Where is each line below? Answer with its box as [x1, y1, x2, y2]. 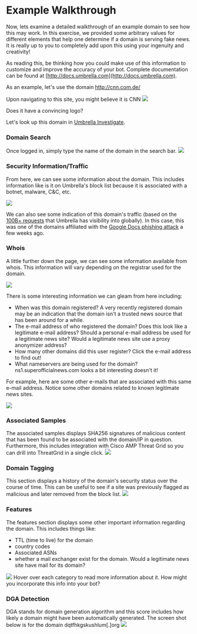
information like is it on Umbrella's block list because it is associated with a [6, 182, 187, 189]
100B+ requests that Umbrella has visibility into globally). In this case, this [6, 216, 185, 224]
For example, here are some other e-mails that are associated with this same [6, 378, 192, 385]
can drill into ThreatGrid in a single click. [6, 449, 104, 456]
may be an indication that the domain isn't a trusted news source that [14, 310, 183, 317]
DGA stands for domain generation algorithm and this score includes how [6, 608, 184, 615]
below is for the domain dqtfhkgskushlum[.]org [6, 622, 120, 629]
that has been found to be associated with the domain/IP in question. [6, 436, 173, 443]
